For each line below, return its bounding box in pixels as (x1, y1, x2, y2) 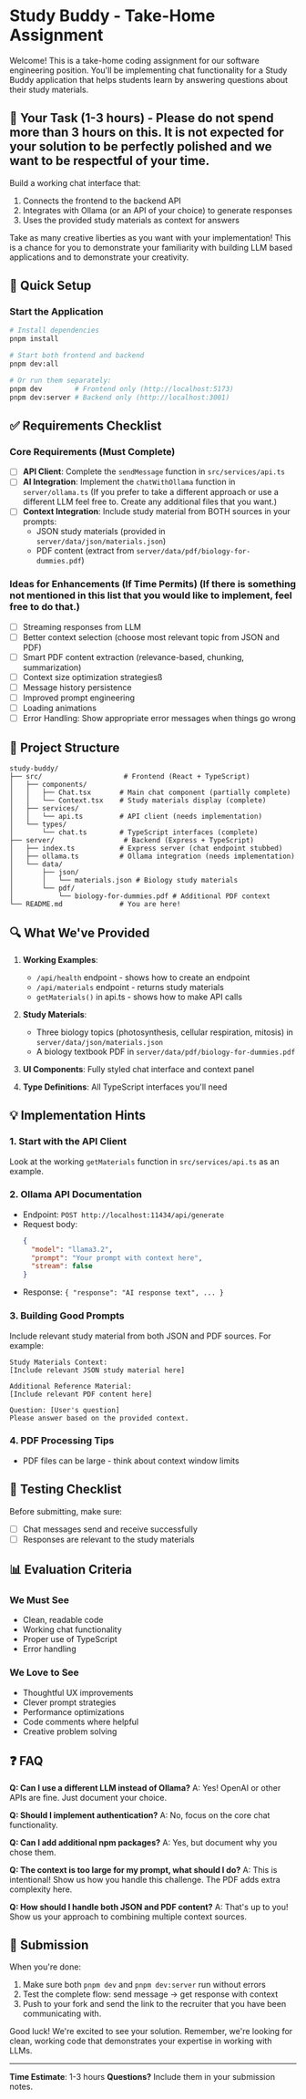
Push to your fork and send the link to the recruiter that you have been (22, 1999, 287, 2010)
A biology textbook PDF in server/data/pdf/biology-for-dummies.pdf (36, 1046, 296, 1057)
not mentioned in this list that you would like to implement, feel (9, 589, 293, 602)
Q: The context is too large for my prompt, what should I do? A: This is (9, 1864, 278, 1875)
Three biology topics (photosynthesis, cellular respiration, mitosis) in (36, 1027, 294, 1038)
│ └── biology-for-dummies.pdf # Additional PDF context (9, 892, 271, 901)
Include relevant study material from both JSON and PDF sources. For (9, 1330, 271, 1341)
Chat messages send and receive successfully (22, 1524, 199, 1535)
